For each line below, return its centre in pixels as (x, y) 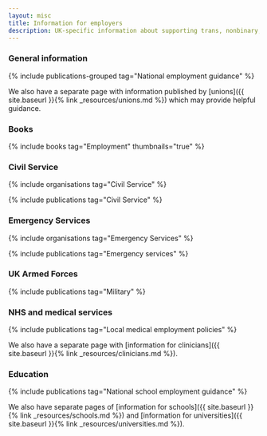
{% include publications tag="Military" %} (77, 291)
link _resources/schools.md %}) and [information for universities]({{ (131, 415)
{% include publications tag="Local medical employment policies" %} (123, 330)
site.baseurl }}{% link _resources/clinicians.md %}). (93, 354)
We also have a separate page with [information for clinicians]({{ (114, 345)
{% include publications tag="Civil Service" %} (85, 200)
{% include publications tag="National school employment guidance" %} (128, 391)
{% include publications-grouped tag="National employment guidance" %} (132, 76)
